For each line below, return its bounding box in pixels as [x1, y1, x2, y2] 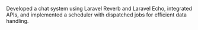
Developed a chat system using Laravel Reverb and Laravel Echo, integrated [6, 5, 193, 12]
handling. [6, 18, 29, 24]
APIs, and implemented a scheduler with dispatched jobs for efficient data [6, 11, 187, 18]
